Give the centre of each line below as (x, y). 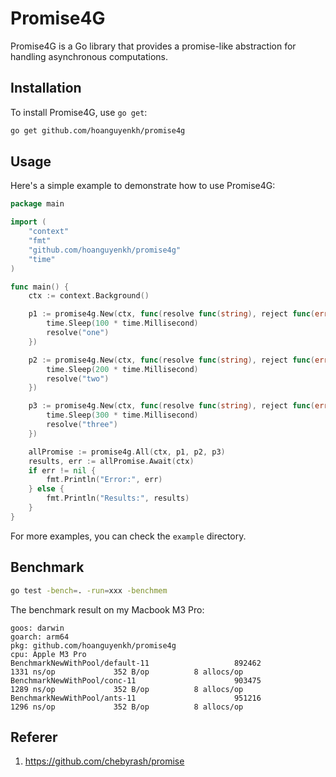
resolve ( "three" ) (82, 425)
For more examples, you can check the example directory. (128, 536)
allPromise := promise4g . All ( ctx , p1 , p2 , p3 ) (127, 452)
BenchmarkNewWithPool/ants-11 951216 (136, 698)
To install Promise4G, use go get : (79, 112)
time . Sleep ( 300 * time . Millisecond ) (122, 415)
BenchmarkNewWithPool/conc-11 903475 (136, 680)
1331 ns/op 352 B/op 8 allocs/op (127, 672)
